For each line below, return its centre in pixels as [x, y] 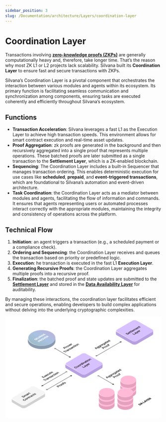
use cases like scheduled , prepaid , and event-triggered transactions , [85, 177]
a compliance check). [35, 247]
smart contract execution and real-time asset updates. [68, 140]
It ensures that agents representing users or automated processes [80, 204]
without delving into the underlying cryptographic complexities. [70, 310]
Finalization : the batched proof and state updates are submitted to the [84, 279]
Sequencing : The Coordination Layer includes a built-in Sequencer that [85, 167]
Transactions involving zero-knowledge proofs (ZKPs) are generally [75, 55]
